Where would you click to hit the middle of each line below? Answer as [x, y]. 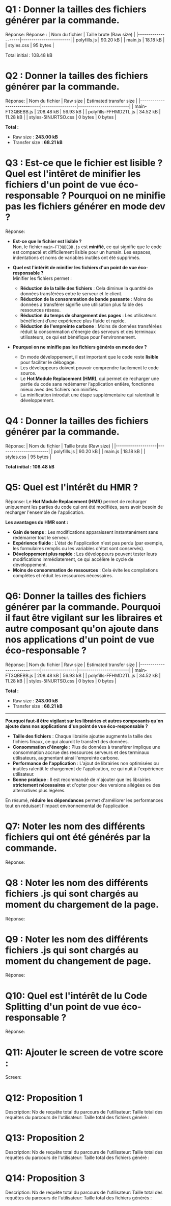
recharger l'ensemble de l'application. [45, 512]
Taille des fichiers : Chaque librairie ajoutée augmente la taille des [82, 736]
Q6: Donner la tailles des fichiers [76, 596]
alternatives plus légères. [39, 790]
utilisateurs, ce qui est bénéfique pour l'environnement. [78, 337]
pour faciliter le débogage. [48, 362]
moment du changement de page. [78, 961]
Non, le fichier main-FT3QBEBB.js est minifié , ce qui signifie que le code [87, 247]
